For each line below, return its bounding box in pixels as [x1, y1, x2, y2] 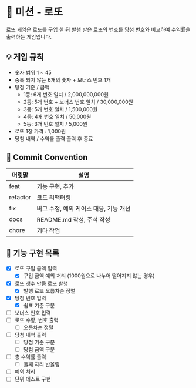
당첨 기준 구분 [23, 339, 55, 346]
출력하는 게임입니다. [6, 33, 52, 40]
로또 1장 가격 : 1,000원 [14, 128, 66, 135]
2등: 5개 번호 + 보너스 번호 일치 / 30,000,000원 [23, 98, 133, 105]
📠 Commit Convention [6, 152, 88, 162]
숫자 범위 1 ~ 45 [14, 69, 52, 76]
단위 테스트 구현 [14, 376, 51, 383]
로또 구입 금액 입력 [14, 265, 58, 272]
